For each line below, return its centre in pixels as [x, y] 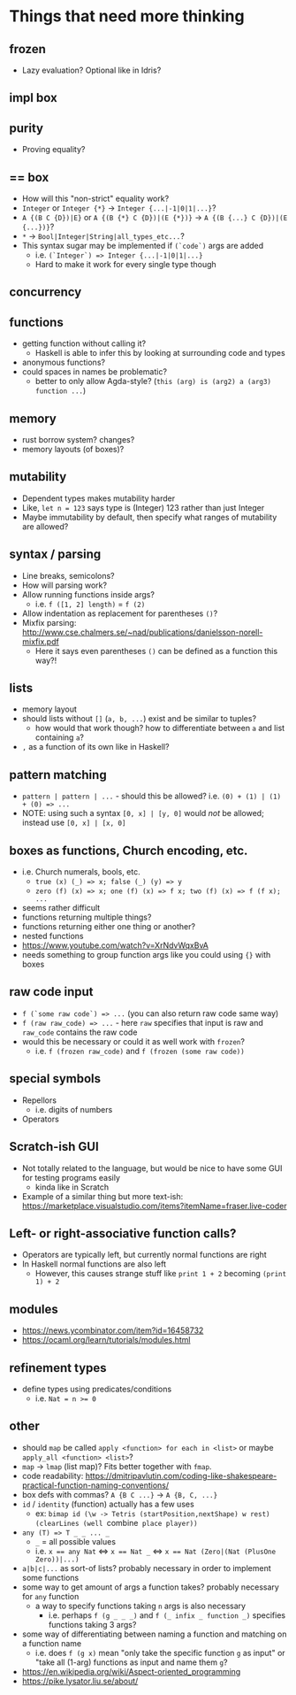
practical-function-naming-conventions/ [95, 1485]
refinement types [58, 1368]
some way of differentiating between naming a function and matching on [154, 1634]
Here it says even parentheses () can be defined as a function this [156, 651]
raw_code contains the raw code [80, 1032]
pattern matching [58, 775]
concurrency [46, 293]
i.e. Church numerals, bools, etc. [81, 872]
